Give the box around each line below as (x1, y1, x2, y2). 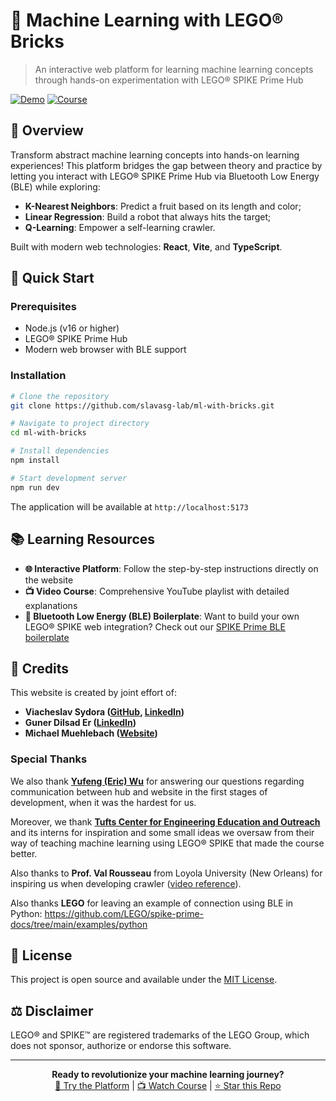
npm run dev (10, 482, 60, 493)
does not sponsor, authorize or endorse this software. (10, 1040, 232, 1052)
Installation (10, 369, 67, 383)
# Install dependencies (10, 446, 110, 456)
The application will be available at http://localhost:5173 (10, 500, 249, 513)
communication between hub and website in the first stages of (10, 785, 268, 798)
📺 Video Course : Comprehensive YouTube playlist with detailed (24, 585, 290, 597)
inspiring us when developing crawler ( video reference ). (10, 877, 242, 889)
